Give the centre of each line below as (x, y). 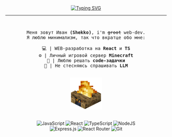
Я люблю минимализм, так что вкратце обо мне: (86, 38)
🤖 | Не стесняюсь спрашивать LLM (86, 66)
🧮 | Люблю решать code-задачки (86, 61)
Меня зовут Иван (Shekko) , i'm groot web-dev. (86, 32)
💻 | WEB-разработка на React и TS (86, 48)
